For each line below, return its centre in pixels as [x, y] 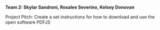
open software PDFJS [28, 22]
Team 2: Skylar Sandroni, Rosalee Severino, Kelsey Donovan [70, 7]
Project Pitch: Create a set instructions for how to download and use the [80, 17]
